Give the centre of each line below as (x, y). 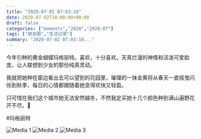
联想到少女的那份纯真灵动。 (61, 65)
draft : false (22, 23)
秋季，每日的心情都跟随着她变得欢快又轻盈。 (71, 85)
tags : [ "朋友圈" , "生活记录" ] (39, 34)
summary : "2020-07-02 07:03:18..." (51, 40)
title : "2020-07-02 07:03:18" (44, 12)
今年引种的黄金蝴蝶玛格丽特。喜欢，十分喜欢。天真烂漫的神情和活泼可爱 (95, 57)
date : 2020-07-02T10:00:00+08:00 (48, 17)
